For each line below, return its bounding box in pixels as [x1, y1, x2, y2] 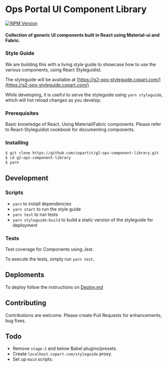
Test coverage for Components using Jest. [5, 246, 94, 252]
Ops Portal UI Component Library [5, 4, 147, 15]
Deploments [5, 270, 44, 279]
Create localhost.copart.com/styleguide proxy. [12, 351, 113, 357]
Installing [5, 139, 29, 146]
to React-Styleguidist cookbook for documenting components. [5, 126, 135, 132]
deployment [12, 222, 38, 228]
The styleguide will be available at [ [5, 76, 79, 82]
